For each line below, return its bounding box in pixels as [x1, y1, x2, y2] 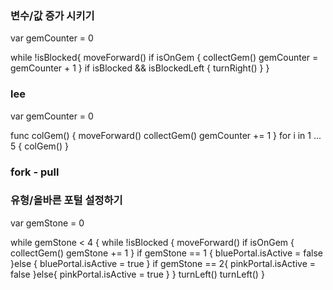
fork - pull [10, 165, 60, 179]
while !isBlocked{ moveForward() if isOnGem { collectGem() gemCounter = [10, 52, 319, 64]
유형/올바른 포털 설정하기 [10, 193, 123, 207]
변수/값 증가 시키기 [10, 8, 95, 22]
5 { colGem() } [10, 140, 69, 152]
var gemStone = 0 [10, 217, 85, 229]
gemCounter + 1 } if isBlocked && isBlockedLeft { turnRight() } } [10, 62, 270, 74]
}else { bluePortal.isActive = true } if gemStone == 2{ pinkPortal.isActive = [10, 257, 317, 269]
